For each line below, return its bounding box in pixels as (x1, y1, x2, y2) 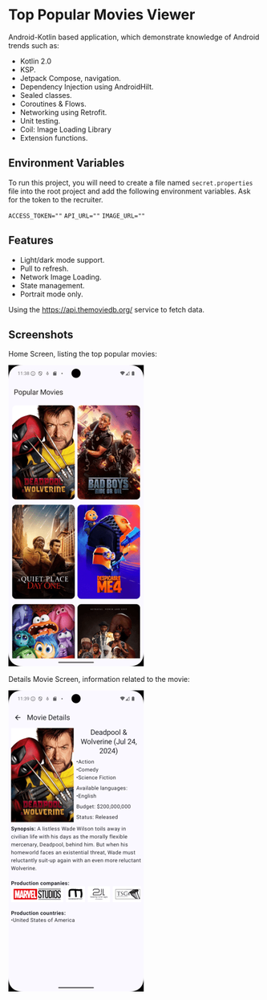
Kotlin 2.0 (19, 56, 52, 66)
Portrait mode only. (19, 289, 83, 299)
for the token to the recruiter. (8, 194, 103, 204)
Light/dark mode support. (19, 255, 105, 264)
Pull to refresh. (19, 263, 69, 273)
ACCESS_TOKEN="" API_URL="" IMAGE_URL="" (8, 211, 146, 220)
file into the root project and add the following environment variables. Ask (8, 186, 251, 196)
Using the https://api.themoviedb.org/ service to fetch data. (8, 304, 205, 314)
